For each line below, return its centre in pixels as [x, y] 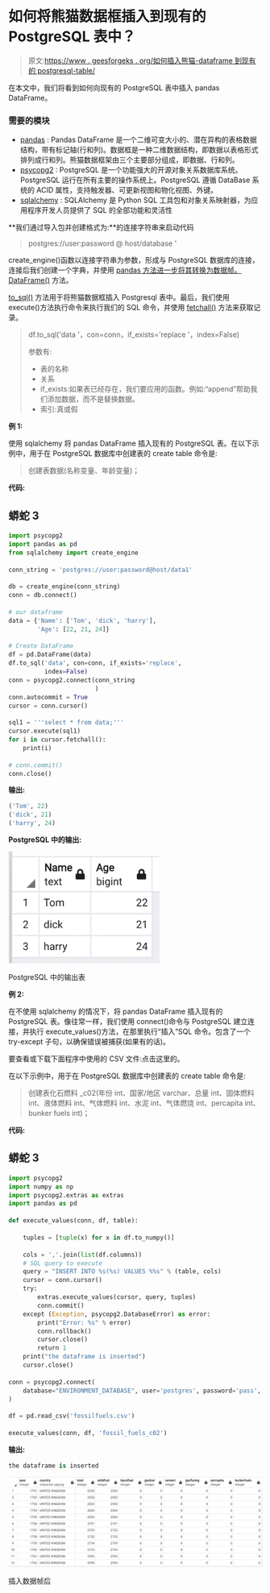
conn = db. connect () [43, 595]
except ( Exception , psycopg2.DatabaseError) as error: [117, 1314]
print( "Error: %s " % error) [84, 1322]
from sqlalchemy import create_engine [73, 553]
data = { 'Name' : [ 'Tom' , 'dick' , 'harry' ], [83, 620]
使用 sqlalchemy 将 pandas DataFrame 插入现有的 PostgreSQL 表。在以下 [130, 443]
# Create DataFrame [41, 646]
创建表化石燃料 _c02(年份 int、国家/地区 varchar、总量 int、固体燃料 [141, 1093]
